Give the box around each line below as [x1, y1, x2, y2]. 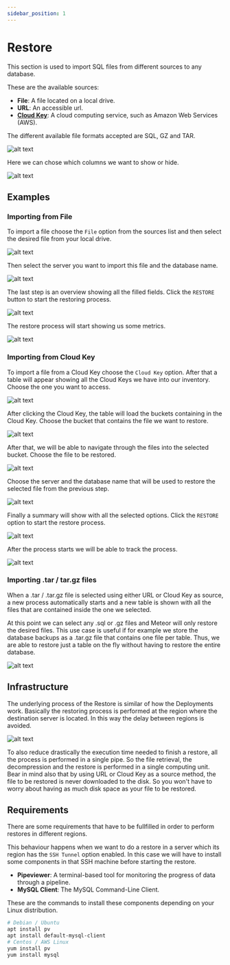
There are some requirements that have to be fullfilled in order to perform [7, 822, 215, 831]
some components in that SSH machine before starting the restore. [7, 858, 197, 866]
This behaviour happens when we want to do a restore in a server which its [7, 843, 220, 852]
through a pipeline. [16, 878, 71, 887]
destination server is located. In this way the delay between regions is [7, 714, 205, 722]
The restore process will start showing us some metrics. [7, 322, 166, 330]
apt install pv [7, 926, 51, 933]
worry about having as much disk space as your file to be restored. [7, 784, 197, 793]
